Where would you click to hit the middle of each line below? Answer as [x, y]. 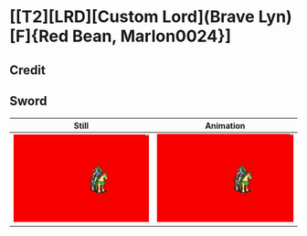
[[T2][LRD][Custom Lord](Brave [132, 17]
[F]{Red [39, 36]
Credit [27, 70]
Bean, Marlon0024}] [151, 36]
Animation [225, 125]
